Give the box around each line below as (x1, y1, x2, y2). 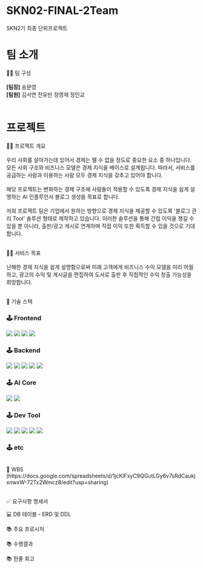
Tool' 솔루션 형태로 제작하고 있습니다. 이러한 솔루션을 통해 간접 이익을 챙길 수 (12, 214, 195, 222)
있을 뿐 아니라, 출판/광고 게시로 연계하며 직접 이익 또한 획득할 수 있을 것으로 (6, 222, 184, 230)
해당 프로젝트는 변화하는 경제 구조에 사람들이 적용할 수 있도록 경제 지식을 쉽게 (6, 185, 189, 193)
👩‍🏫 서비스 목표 (6, 249, 41, 256)
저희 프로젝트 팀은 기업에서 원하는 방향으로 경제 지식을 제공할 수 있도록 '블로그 (6, 207, 191, 214)
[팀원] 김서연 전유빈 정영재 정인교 (6, 91, 85, 98)
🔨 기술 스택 (6, 298, 33, 305)
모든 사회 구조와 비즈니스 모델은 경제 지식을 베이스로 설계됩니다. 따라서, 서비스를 (6, 163, 196, 171)
